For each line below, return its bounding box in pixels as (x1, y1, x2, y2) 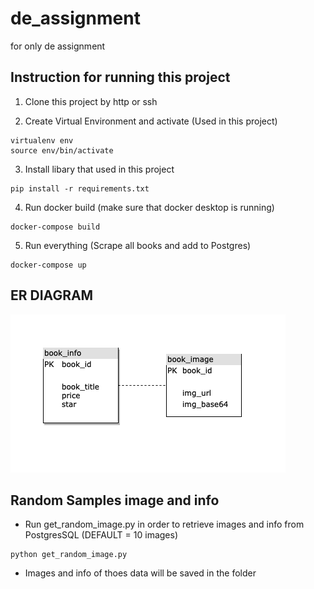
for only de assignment (10, 40, 106, 52)
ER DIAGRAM (10, 287, 94, 304)
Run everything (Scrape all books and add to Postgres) (24, 239, 252, 251)
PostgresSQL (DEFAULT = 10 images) (24, 529, 178, 541)
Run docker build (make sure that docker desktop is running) (24, 201, 275, 213)
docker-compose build (10, 222, 101, 232)
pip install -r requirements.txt (10, 183, 150, 194)
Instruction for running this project (10, 69, 231, 86)
